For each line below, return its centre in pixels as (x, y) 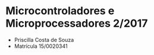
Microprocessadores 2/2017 (77, 23)
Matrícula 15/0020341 (41, 46)
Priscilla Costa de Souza (44, 40)
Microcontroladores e (60, 11)
